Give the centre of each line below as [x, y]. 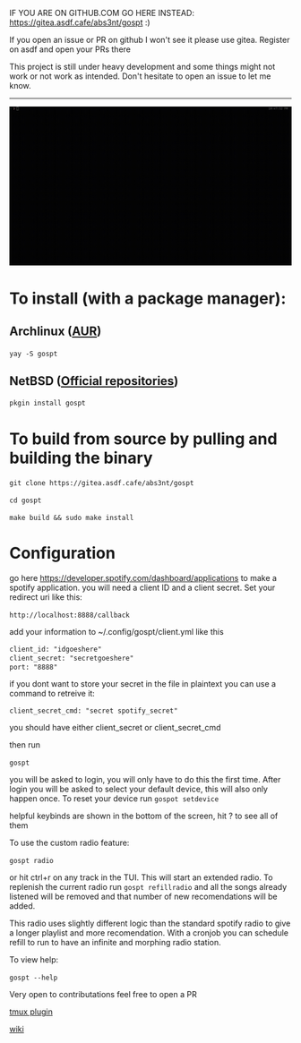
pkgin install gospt [48, 403]
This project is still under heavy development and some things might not [142, 67]
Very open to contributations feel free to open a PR [103, 995]
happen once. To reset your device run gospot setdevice [114, 799]
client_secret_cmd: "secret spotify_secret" [94, 711]
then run [25, 745]
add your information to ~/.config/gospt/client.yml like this [116, 632]
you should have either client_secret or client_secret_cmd [115, 728]
